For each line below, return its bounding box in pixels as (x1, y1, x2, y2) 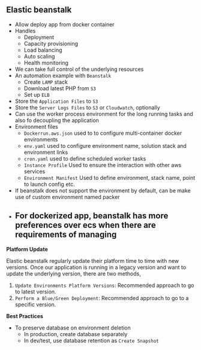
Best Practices (6, 312, 44, 319)
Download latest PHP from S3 (23, 84, 96, 92)
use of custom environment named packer (14, 193, 120, 200)
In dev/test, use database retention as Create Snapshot (23, 337, 159, 344)
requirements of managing (14, 230, 117, 240)
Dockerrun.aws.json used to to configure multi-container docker (23, 129, 182, 137)
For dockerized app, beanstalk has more (14, 210, 169, 221)
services (23, 168, 46, 175)
